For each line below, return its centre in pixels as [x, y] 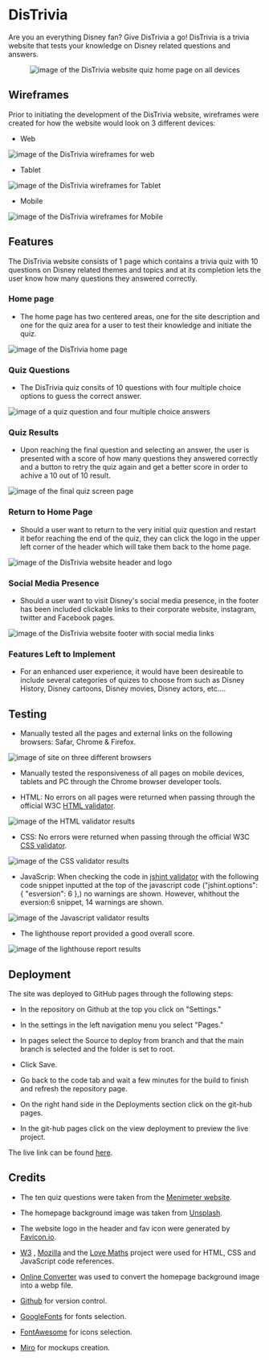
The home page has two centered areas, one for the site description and [140, 316]
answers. [23, 54]
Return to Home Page [51, 512]
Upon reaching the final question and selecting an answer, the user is [134, 450]
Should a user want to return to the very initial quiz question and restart [138, 529]
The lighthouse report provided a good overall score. [107, 934]
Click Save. [39, 1064]
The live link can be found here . [61, 1153]
